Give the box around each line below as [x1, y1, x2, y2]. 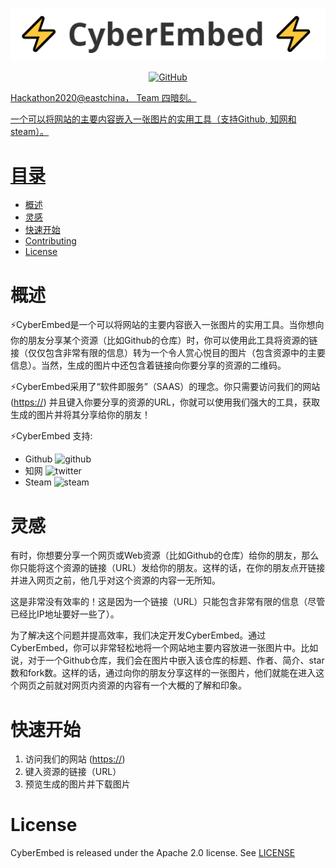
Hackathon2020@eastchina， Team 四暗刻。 [10, 91, 197, 103]
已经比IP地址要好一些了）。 [10, 608, 120, 620]
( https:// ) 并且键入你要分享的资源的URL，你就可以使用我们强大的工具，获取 [10, 396, 321, 408]
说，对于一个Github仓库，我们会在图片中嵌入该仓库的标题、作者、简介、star [10, 654, 325, 667]
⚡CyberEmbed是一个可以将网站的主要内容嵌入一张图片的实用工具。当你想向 [10, 319, 325, 331]
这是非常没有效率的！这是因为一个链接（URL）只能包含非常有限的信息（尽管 [10, 596, 326, 608]
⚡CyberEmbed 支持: [10, 430, 93, 442]
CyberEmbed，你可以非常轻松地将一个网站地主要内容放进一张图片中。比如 [10, 642, 319, 654]
